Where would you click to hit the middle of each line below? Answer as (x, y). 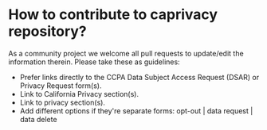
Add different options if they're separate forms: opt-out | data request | (136, 111)
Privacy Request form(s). (61, 86)
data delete (38, 119)
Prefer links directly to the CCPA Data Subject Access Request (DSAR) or (139, 77)
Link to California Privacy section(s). (79, 94)
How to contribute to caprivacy (113, 15)
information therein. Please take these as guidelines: (94, 62)
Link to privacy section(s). (63, 102)
